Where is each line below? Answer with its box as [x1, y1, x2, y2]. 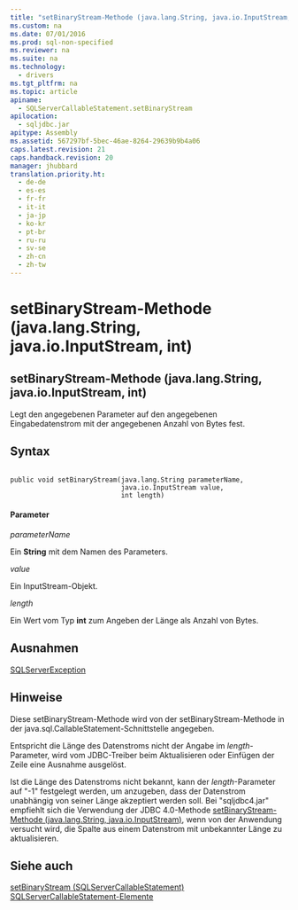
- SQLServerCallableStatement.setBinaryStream [18, 104, 193, 113]
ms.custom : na [10, 21, 63, 30]
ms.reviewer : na [10, 46, 70, 55]
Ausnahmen [10, 640, 79, 656]
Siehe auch [10, 858, 73, 874]
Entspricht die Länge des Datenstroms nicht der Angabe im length [10, 740, 250, 750]
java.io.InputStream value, [120, 482, 225, 492]
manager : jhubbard [10, 161, 78, 170]
